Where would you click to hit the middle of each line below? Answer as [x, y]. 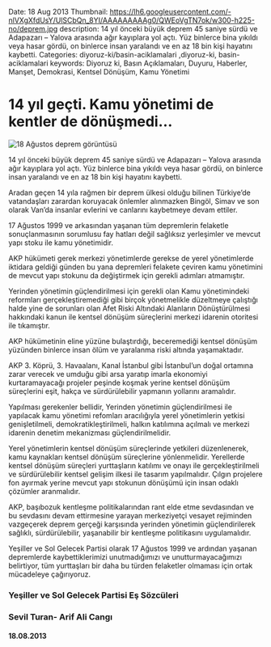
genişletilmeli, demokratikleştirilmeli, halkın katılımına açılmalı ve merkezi [129, 424]
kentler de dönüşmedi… [91, 122]
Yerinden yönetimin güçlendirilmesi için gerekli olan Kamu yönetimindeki [129, 291]
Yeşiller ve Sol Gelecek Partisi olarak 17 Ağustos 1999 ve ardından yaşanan [133, 548]
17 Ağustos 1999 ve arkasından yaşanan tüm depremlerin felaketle [119, 225]
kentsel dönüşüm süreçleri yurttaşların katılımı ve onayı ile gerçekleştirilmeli [134, 465]
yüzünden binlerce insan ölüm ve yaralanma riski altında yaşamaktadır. [126, 349]
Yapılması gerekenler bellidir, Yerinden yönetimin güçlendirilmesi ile [121, 407]
